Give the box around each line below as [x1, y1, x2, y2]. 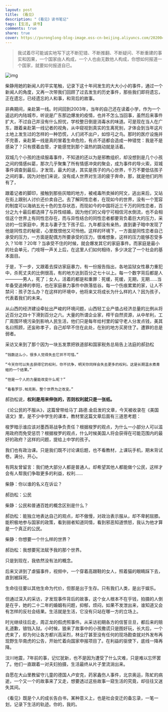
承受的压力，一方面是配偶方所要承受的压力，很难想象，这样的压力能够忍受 [5, 234, 158, 240]
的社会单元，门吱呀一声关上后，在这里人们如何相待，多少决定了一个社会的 [5, 247, 158, 253]
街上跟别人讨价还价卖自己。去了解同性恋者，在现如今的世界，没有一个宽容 [9, 196, 163, 202]
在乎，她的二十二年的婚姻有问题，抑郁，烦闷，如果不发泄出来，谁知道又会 [9, 602, 163, 608]
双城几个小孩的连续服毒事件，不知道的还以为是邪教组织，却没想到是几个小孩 [5, 154, 163, 160]
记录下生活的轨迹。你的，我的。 [13, 701, 80, 707]
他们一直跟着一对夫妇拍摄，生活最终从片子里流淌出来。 [13, 661, 128, 667]
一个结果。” [12, 367, 32, 372]
